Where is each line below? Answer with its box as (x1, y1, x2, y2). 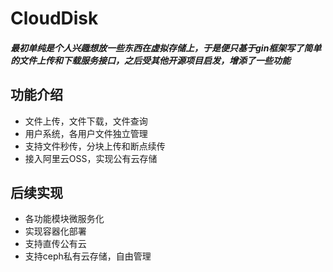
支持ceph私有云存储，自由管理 (24, 250, 152, 262)
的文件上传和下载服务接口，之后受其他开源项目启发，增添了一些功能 (10, 54, 291, 66)
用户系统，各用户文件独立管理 (24, 127, 148, 139)
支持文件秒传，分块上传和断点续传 (24, 140, 166, 152)
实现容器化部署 (24, 225, 87, 237)
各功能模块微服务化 (24, 213, 105, 225)
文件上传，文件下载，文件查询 (24, 115, 148, 127)
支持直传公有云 (24, 238, 87, 250)
